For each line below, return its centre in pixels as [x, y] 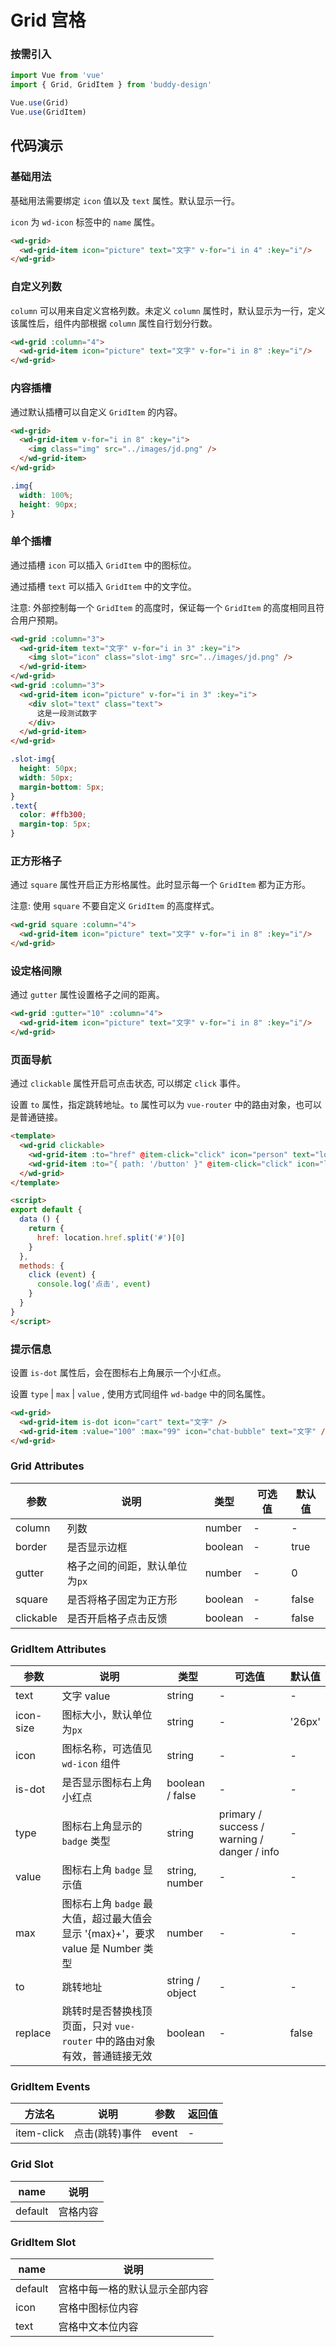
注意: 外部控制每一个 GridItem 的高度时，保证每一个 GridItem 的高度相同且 [163, 607]
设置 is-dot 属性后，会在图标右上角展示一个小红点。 [118, 1372]
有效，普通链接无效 [107, 2056]
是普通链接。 [36, 1117]
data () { [39, 1219]
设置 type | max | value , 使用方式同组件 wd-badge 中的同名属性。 [140, 1394]
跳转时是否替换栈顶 [107, 2011]
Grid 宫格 [48, 20]
